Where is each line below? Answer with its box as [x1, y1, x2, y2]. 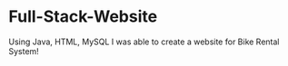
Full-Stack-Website [8, 6, 158, 27]
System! [8, 45, 40, 56]
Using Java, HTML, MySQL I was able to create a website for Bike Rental [8, 36, 280, 47]
